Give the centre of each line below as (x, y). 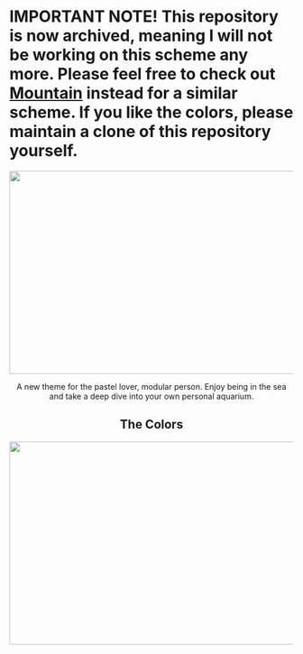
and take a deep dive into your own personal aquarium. (151, 396)
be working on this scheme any (129, 55)
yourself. (44, 151)
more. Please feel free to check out (142, 74)
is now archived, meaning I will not (141, 36)
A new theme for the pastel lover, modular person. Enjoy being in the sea (151, 386)
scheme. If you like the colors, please (151, 112)
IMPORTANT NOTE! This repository (144, 17)
